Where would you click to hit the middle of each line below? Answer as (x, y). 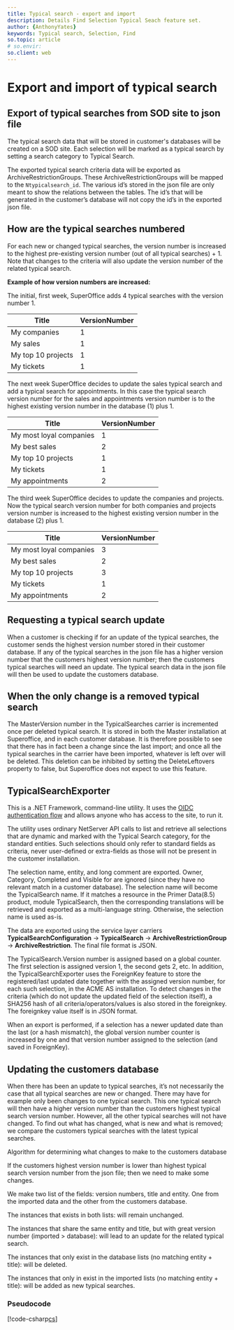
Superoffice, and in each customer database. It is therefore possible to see (115, 739)
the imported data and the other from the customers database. (97, 1201)
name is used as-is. (36, 917)
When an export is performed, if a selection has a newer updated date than (115, 1025)
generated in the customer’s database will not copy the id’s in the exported (115, 199)
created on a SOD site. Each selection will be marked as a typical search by (116, 149)
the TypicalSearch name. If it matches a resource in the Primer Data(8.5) (111, 894)
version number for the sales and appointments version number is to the (111, 398)
